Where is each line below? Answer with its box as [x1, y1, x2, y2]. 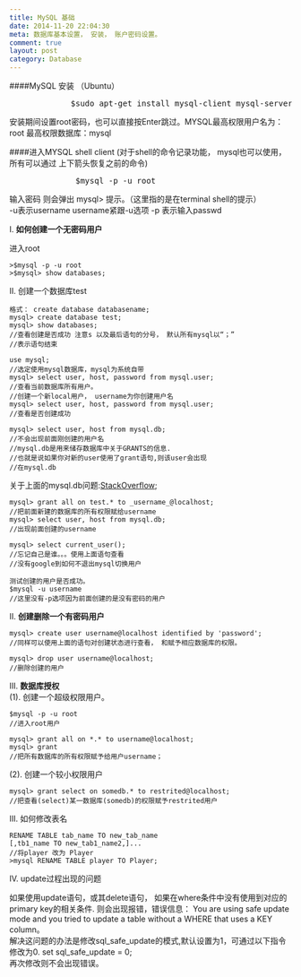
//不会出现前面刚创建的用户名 [9, 435, 105, 444]
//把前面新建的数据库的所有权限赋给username [9, 507, 157, 516]
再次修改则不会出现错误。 [9, 958, 104, 968]
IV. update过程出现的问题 [9, 873, 101, 884]
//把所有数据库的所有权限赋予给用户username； [9, 752, 163, 761]
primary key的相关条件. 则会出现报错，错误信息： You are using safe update [9, 904, 289, 914]
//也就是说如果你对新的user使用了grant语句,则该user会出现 [9, 454, 208, 463]
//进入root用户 [9, 719, 61, 728]
